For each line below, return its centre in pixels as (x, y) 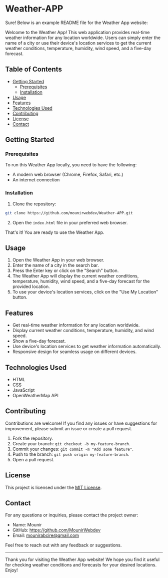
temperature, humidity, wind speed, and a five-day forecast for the (81, 281)
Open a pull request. (33, 459)
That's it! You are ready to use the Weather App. (55, 232)
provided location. (31, 286)
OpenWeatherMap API (35, 396)
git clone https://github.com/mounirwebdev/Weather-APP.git (69, 213)
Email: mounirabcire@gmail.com (45, 535)
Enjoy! (12, 570)
